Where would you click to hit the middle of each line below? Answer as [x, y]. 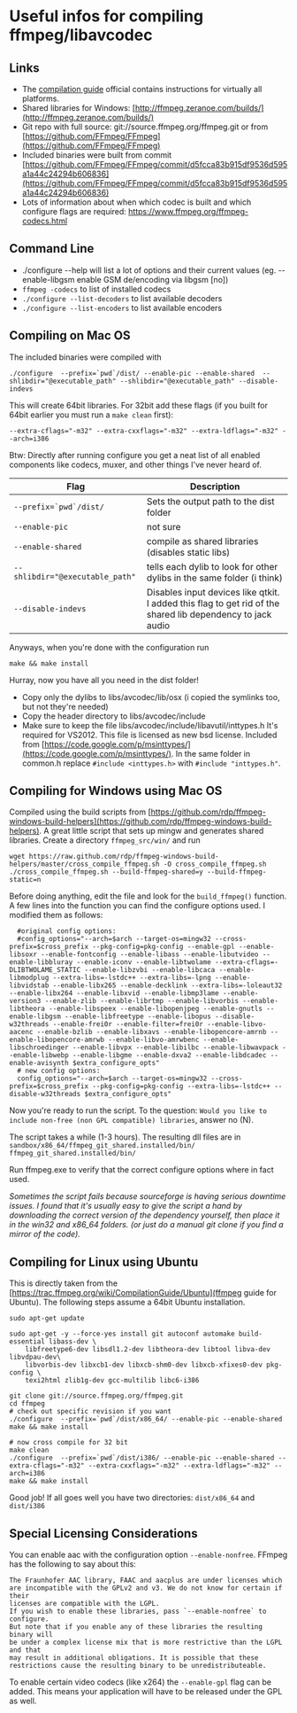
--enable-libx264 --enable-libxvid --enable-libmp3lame [114, 993]
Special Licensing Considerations [103, 1534]
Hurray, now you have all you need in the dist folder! [104, 680]
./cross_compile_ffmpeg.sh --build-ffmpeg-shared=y [106, 872]
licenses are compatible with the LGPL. [85, 1604]
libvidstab [29, 985]
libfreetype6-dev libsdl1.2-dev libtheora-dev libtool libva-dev [148, 1350]
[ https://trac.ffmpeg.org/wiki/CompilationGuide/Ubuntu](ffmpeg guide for [143, 1293]
